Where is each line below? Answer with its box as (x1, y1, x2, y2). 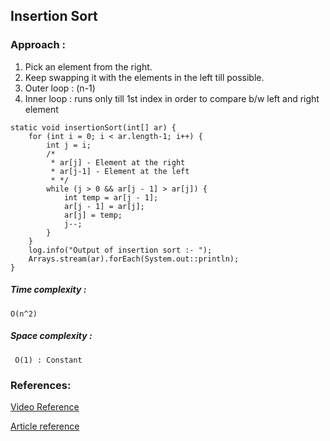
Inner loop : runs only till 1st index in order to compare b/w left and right (24, 92, 320, 104)
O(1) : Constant (14, 355, 83, 365)
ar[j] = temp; (63, 210, 123, 220)
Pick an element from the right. (24, 60, 153, 73)
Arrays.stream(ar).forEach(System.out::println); (28, 254, 240, 264)
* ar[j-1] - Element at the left (50, 166, 190, 176)
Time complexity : (10, 284, 87, 296)
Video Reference (10, 400, 80, 413)
